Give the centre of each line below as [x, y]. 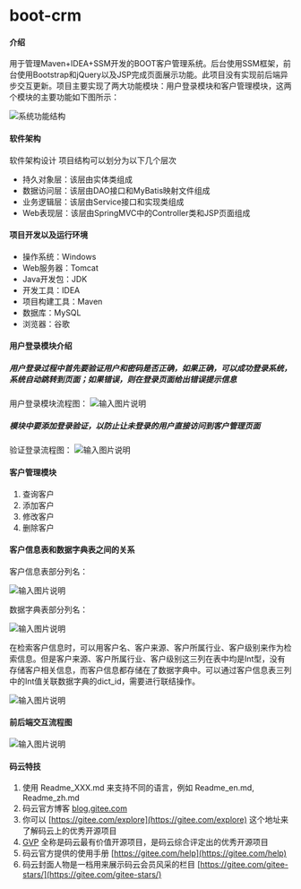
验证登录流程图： [41, 450]
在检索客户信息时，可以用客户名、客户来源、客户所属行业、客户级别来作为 [146, 647]
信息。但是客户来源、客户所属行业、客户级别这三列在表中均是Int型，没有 [151, 659]
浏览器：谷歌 [46, 324]
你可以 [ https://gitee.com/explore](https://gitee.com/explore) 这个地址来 [155, 820]
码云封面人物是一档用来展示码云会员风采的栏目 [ [111, 865]
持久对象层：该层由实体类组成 [77, 179]
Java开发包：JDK [55, 279]
